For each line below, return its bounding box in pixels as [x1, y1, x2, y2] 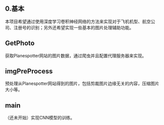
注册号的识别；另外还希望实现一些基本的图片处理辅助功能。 [13, 24, 134, 30]
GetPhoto [5, 39, 35, 47]
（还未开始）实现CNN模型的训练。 [5, 115, 75, 121]
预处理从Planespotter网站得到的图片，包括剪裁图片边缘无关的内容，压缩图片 [5, 81, 160, 86]
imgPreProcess [5, 67, 53, 76]
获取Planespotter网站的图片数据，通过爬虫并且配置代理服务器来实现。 [5, 53, 147, 59]
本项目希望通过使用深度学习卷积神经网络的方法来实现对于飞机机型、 [5, 19, 142, 24]
